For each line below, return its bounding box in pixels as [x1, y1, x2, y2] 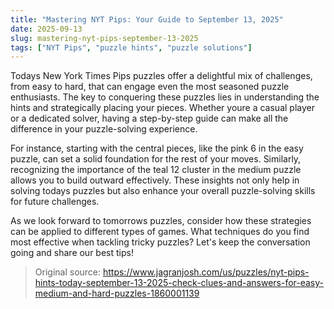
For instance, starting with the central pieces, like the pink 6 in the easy [10, 142, 304, 155]
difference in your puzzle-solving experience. [10, 123, 198, 135]
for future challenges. [10, 196, 100, 208]
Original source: [34, 266, 102, 278]
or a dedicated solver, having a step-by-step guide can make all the [10, 112, 289, 125]
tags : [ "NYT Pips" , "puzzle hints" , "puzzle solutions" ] [10, 42, 253, 53]
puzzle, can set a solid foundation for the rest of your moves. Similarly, [10, 153, 302, 165]
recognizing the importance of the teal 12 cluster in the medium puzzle [10, 164, 302, 176]
